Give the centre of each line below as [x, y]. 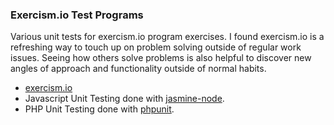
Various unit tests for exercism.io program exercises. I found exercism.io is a [167, 37]
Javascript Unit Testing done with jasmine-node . [124, 99]
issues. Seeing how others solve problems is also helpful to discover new [161, 58]
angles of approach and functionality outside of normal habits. [138, 69]
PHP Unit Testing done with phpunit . [99, 109]
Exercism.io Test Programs [77, 15]
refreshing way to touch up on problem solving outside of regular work [156, 47]
